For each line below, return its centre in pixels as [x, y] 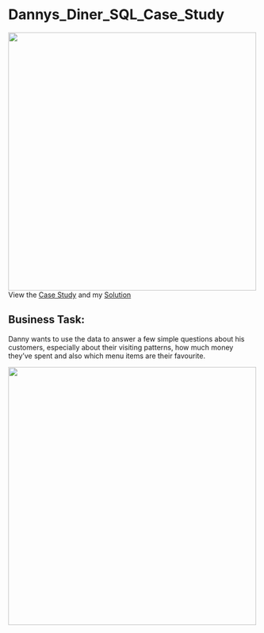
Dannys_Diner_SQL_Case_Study [116, 15]
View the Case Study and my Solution [70, 295]
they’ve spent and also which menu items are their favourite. [107, 356]
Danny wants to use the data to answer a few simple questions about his [126, 338]
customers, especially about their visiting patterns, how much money [121, 347]
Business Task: [47, 320]
